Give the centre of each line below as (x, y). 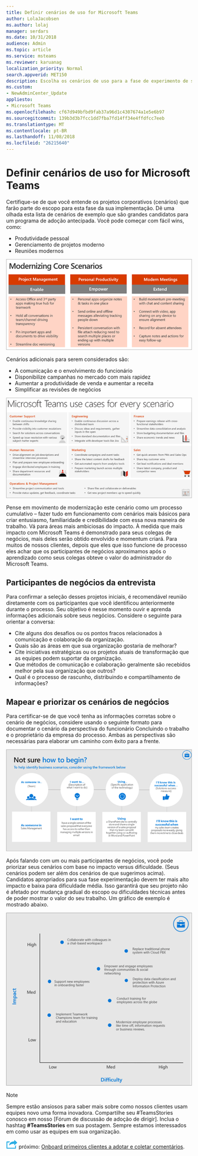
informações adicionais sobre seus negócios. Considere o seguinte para (94, 616)
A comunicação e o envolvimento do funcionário (73, 371)
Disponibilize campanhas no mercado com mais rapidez (83, 377)
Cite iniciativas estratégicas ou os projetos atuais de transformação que (102, 652)
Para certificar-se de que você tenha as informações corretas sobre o (91, 716)
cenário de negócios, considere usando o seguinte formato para (84, 722)
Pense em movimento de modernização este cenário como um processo (94, 508)
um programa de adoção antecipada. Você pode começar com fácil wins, (95, 221)
